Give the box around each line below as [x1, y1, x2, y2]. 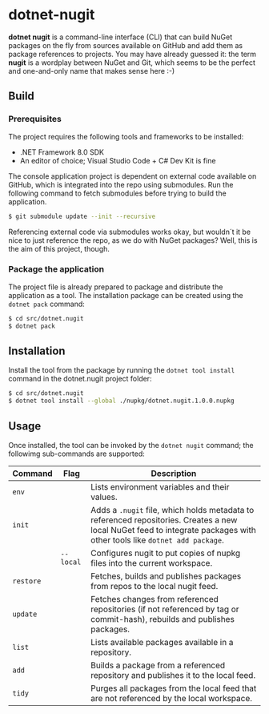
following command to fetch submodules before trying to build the [8, 188, 227, 198]
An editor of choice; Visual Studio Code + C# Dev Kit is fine [19, 155, 216, 165]
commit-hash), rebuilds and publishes [90, 613, 235, 624]
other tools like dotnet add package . [90, 534, 224, 546]
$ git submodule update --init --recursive [8, 212, 156, 220]
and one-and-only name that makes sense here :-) [8, 66, 175, 75]
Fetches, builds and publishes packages [90, 571, 242, 582]
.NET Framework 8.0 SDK [19, 147, 104, 157]
